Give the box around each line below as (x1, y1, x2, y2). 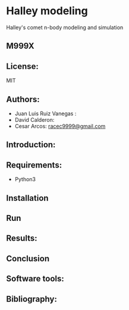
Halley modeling (6, 4, 88, 18)
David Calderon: (14, 116, 55, 123)
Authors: (6, 94, 40, 105)
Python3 (14, 176, 36, 183)
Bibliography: (6, 294, 58, 304)
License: (6, 61, 39, 71)
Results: (6, 233, 37, 243)
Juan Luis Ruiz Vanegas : (14, 110, 77, 117)
